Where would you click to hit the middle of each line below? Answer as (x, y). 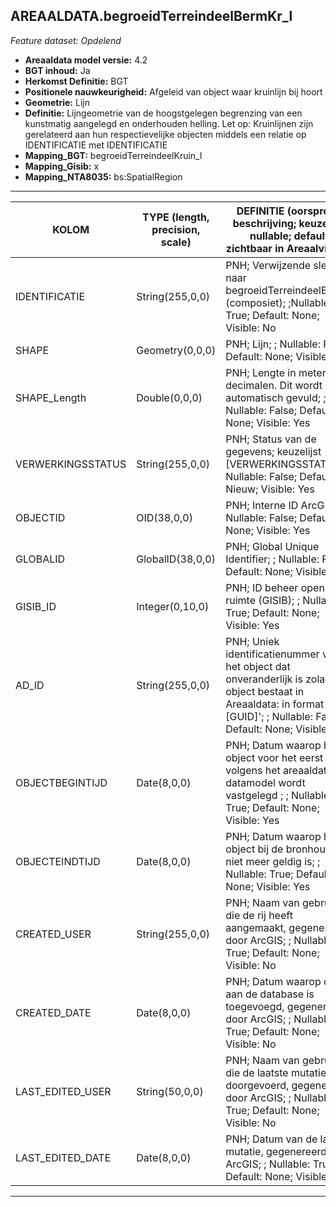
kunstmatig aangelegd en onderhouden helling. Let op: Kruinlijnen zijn (169, 123)
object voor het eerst (274, 757)
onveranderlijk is (264, 679)
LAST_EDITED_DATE (63, 1157)
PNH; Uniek (252, 641)
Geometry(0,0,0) (176, 350)
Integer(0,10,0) (173, 606)
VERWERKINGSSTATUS (71, 464)
